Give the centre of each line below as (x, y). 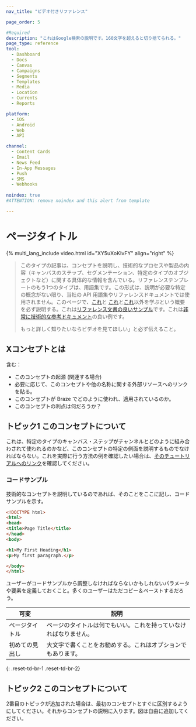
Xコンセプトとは (36, 349)
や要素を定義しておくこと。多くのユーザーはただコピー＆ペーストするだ (92, 591)
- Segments (24, 76)
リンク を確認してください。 (60, 464)
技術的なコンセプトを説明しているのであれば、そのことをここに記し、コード (98, 494)
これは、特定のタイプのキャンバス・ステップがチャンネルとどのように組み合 (98, 441)
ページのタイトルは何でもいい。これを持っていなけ (116, 625)
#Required (18, 33)
